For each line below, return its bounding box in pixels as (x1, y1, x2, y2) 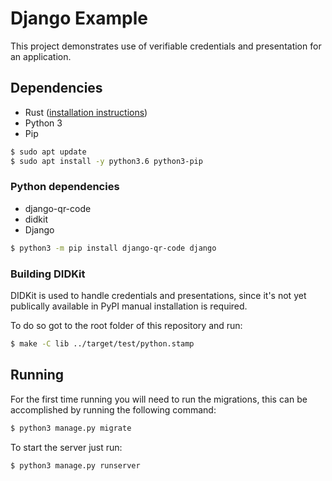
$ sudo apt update (10, 147, 87, 157)
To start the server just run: (10, 441, 123, 453)
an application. (10, 50, 72, 62)
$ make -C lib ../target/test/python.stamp (10, 338, 195, 349)
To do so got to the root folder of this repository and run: (10, 319, 243, 331)
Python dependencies (10, 180, 120, 194)
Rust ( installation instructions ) (24, 106, 148, 118)
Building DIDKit (10, 267, 86, 281)
